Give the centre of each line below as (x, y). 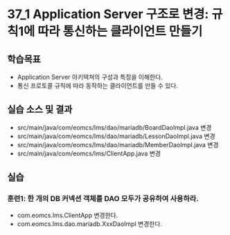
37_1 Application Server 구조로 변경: (108, 14)
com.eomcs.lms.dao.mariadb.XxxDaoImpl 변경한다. (90, 224)
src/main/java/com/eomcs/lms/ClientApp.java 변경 (89, 153)
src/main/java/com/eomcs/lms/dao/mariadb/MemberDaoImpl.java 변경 (118, 144)
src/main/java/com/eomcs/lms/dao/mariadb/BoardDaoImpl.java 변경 (114, 127)
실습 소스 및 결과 (40, 110)
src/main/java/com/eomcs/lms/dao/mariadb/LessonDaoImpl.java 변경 (116, 136)
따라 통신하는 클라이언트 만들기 (120, 31)
